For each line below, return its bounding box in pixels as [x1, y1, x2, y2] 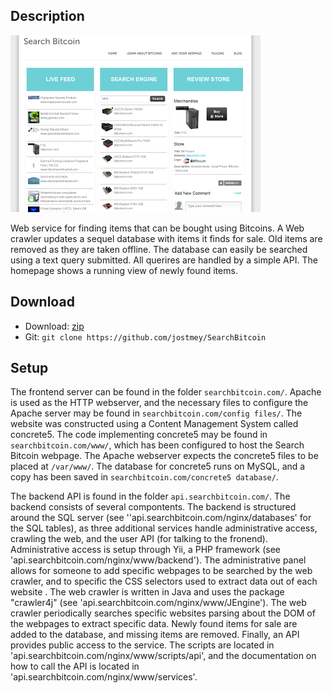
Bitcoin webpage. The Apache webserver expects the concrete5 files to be [10, 450, 319, 462]
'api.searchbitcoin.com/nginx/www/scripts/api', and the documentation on [10, 650, 317, 662]
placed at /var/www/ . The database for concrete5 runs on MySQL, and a [10, 460, 306, 473]
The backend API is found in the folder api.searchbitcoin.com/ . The [10, 490, 291, 503]
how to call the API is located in [10, 660, 140, 673]
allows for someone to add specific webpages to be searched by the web [10, 565, 313, 577]
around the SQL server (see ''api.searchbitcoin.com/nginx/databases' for [10, 512, 312, 524]
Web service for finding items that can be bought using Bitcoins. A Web [10, 222, 305, 234]
